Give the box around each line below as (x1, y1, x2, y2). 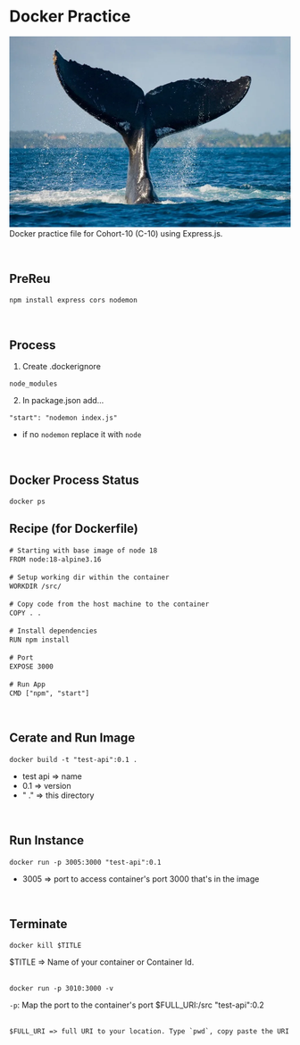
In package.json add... (21, 395, 104, 406)
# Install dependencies (9, 626, 98, 635)
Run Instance (9, 833, 85, 849)
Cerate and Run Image (9, 730, 136, 746)
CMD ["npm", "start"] (9, 689, 90, 698)
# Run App (9, 680, 46, 689)
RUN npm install (9, 635, 70, 644)
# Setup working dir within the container (9, 573, 170, 582)
